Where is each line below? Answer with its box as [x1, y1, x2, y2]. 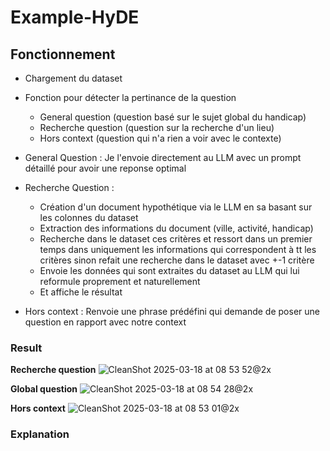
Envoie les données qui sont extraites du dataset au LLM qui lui [39, 265, 300, 276]
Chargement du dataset [24, 72, 123, 84]
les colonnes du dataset [39, 212, 139, 223]
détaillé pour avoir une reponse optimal [24, 162, 187, 174]
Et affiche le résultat [39, 286, 123, 298]
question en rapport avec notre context [24, 316, 187, 328]
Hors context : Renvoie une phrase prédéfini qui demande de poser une [24, 306, 320, 317]
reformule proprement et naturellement [39, 276, 201, 287]
